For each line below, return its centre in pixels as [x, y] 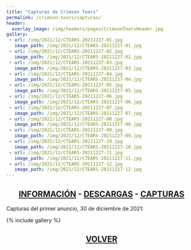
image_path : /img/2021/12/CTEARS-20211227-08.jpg [78, 125]
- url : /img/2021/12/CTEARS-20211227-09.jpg [66, 130]
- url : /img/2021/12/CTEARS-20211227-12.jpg [66, 164]
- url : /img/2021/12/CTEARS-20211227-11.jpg [66, 153]
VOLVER [102, 239]
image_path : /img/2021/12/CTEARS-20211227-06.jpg [78, 102]
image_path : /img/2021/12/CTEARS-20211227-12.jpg [78, 169]
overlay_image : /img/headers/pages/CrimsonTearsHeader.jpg [88, 29]
